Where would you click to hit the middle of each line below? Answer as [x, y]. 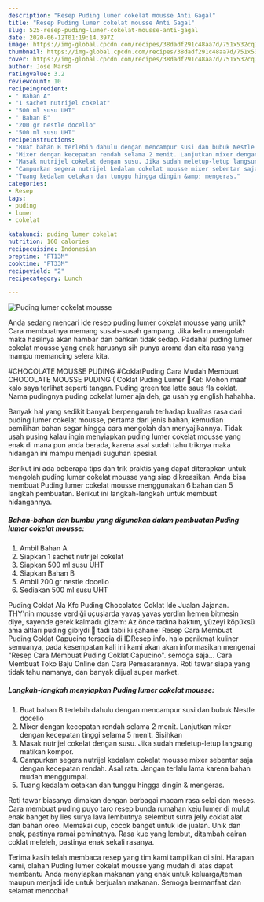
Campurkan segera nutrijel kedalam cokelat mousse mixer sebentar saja [136, 760]
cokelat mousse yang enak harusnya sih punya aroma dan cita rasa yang [126, 348]
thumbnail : [26, 52]
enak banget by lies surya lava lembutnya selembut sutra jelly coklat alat [125, 817]
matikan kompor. [47, 752]
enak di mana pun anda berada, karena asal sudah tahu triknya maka [119, 445]
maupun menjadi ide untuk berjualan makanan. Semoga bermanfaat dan [125, 882]
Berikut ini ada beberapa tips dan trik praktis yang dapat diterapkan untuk [127, 469]
